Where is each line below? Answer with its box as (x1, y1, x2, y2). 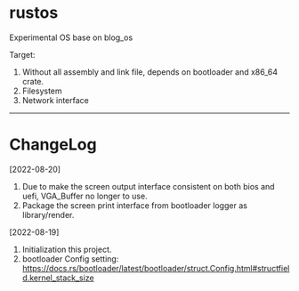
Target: (9, 49, 36, 60)
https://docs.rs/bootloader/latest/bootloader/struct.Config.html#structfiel (21, 263, 290, 273)
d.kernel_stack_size (21, 272, 95, 283)
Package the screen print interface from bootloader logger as (21, 199, 247, 211)
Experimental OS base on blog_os (9, 32, 133, 43)
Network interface (21, 94, 89, 105)
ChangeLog (9, 134, 97, 155)
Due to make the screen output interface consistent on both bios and (21, 181, 275, 191)
